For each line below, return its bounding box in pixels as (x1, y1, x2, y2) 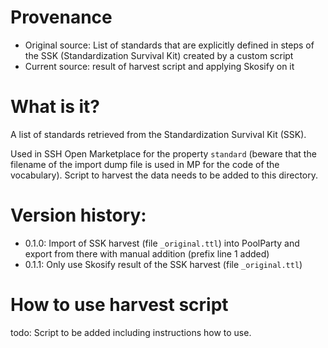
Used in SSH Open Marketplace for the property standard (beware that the (10, 147, 317, 160)
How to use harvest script (10, 294, 229, 316)
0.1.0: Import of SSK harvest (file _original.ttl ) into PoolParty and (24, 237, 300, 249)
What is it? (10, 96, 101, 118)
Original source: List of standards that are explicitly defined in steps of (24, 39, 315, 51)
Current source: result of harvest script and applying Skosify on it (24, 60, 295, 72)
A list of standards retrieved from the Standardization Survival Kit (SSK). (10, 128, 307, 140)
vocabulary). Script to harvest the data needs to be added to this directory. (10, 169, 319, 181)
